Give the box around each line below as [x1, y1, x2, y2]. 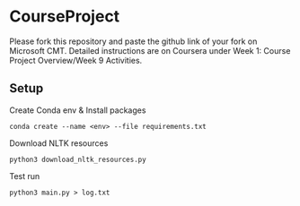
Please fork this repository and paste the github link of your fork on [9, 36, 258, 47]
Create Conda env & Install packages [9, 105, 146, 116]
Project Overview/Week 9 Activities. [9, 55, 143, 65]
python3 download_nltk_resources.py [9, 155, 146, 164]
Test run [9, 170, 40, 181]
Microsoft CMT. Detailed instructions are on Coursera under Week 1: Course [9, 45, 291, 56]
